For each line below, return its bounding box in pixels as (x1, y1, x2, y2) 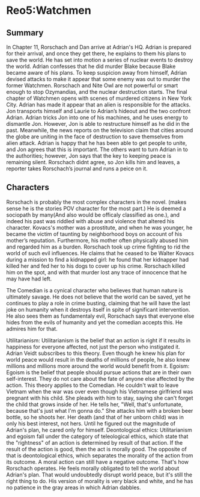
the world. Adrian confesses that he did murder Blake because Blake (6, 63, 176, 70)
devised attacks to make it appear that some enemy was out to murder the (6, 76, 190, 82)
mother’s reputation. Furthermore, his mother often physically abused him (6, 236, 189, 244)
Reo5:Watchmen (6, 4, 91, 17)
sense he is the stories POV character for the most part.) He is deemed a (6, 205, 186, 212)
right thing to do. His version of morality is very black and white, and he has (6, 477, 193, 484)
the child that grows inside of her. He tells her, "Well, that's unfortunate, (6, 401, 183, 408)
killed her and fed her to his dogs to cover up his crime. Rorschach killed (6, 262, 186, 270)
